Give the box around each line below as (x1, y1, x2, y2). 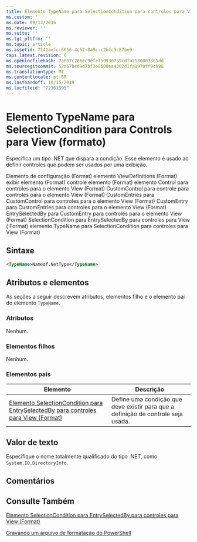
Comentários (6, 476, 55, 486)
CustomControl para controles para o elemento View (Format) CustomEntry (6, 198, 189, 205)
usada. (111, 417, 130, 426)
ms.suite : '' (6, 31, 38, 36)
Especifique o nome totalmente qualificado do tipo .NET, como (6, 453, 158, 460)
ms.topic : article (6, 42, 51, 48)
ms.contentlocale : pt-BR (6, 74, 67, 80)
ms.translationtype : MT (6, 69, 64, 75)
